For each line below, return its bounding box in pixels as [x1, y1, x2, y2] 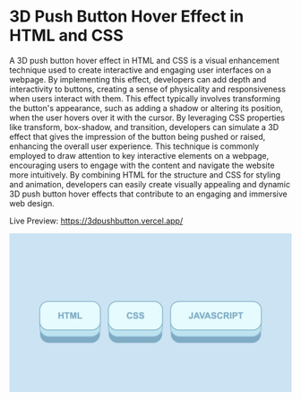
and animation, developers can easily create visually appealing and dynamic [9, 179, 291, 189]
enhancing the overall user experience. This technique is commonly [9, 141, 260, 152]
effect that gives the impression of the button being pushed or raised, [9, 131, 266, 142]
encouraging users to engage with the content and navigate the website [9, 160, 275, 170]
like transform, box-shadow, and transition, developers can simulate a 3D [9, 121, 279, 132]
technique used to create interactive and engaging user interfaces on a [9, 65, 271, 75]
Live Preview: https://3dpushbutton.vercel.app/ [9, 215, 184, 226]
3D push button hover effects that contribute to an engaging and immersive [9, 188, 288, 199]
